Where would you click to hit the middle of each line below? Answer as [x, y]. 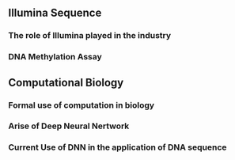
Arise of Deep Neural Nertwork [69, 126]
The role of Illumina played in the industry [90, 36]
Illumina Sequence [55, 13]
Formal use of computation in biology [81, 105]
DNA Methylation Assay [55, 57]
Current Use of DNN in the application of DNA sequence [117, 147]
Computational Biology [66, 82]
